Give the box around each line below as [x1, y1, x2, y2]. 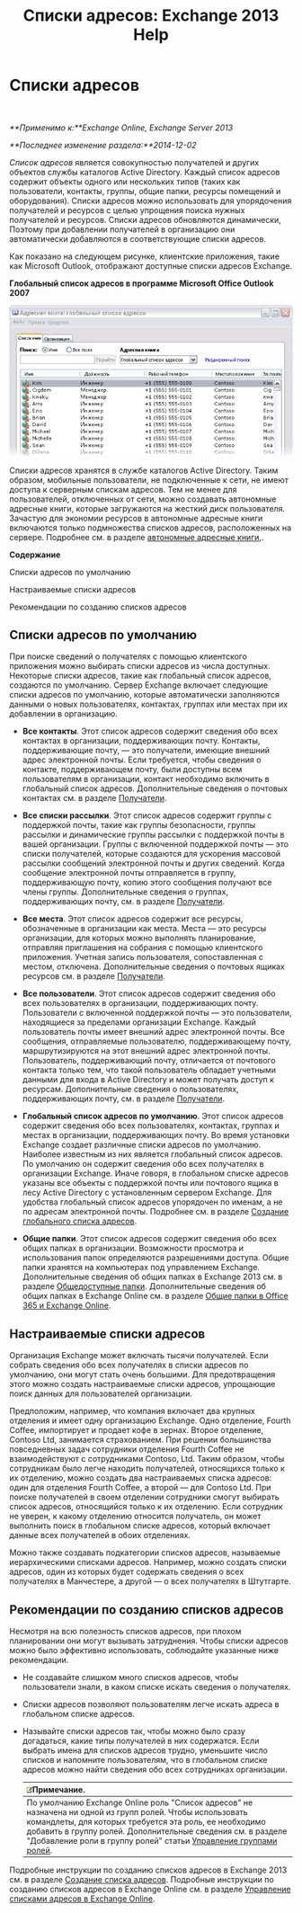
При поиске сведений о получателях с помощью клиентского [9, 651, 247, 662]
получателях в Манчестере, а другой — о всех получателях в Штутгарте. [9, 1576, 291, 1587]
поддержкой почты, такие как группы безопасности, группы [22, 820, 256, 831]
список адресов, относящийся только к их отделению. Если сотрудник [9, 1501, 283, 1512]
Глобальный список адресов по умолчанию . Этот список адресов [22, 1111, 284, 1122]
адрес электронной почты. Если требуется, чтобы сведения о [22, 754, 262, 765]
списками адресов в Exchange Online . [9, 1893, 155, 1904]
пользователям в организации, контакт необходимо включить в [22, 774, 270, 785]
